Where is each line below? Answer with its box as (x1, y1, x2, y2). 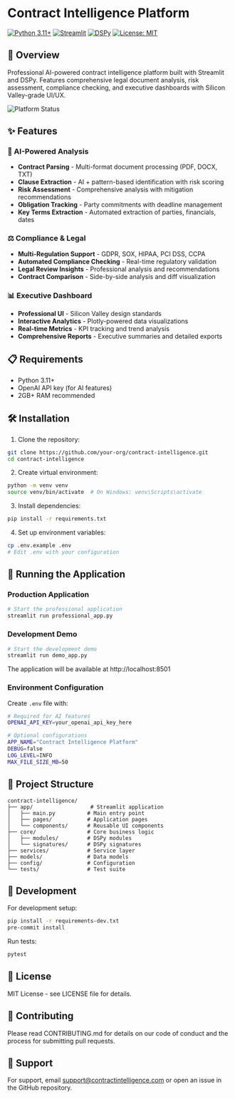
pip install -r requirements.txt (7, 515, 107, 522)
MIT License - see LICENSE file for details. (7, 989, 132, 998)
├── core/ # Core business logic (7, 828, 155, 836)
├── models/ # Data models (7, 853, 130, 861)
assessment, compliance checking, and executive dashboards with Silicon (7, 83, 226, 92)
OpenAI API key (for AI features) (17, 383, 113, 392)
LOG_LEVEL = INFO (7, 752, 53, 759)
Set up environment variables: (17, 528, 106, 537)
